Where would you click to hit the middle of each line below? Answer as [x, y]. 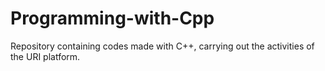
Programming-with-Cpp [112, 18]
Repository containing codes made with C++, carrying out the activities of [162, 46]
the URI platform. [45, 56]
